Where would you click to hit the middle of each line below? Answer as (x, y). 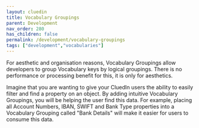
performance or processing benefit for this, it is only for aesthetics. (90, 75)
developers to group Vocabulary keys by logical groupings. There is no (94, 69)
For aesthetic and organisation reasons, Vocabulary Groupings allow (91, 62)
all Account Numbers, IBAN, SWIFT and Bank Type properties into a (90, 106)
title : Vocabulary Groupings (43, 18)
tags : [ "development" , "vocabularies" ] (55, 46)
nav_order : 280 (25, 29)
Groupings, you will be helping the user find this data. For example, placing (99, 100)
